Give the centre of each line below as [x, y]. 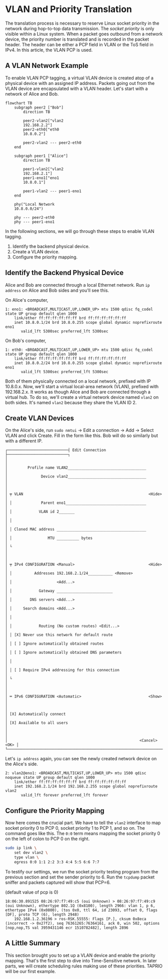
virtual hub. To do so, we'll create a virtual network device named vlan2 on [82, 397]
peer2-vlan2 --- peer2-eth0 [52, 143]
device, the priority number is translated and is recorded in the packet [77, 39]
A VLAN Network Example [47, 66]
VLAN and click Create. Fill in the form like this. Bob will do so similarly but [82, 435]
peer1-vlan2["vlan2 [43, 169]
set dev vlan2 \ [31, 853]
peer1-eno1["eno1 [41, 178]
